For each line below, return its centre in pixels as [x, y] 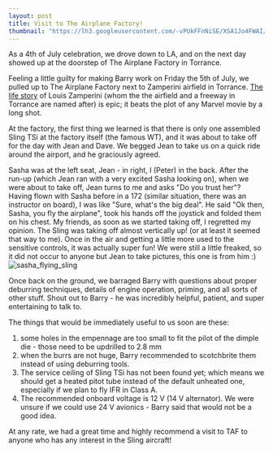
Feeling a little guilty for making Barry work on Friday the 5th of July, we [129, 79]
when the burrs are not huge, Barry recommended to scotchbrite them [138, 356]
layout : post [30, 16]
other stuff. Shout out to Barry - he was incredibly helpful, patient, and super [136, 298]
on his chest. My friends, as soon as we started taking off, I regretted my [130, 222]
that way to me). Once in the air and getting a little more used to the [121, 239]
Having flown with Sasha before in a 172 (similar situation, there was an [128, 196]
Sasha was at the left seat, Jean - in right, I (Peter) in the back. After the [129, 170]
